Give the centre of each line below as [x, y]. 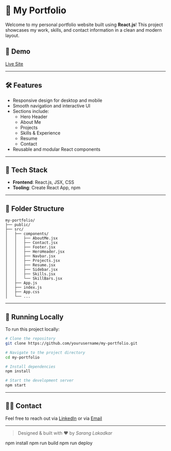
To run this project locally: [33, 329]
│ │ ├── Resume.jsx [31, 265]
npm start [16, 386]
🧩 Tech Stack [26, 170]
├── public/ [18, 225]
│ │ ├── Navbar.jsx [31, 256]
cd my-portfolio [22, 357]
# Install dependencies [31, 367]
